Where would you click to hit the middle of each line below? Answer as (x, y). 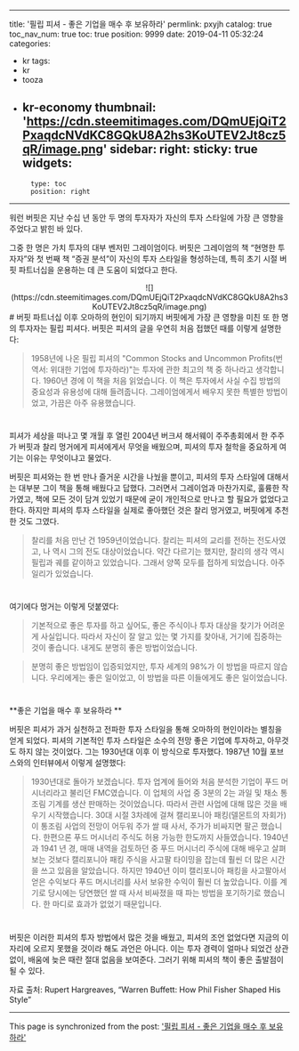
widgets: (47, 163)
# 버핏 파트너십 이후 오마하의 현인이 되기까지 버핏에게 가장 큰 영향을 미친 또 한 (145, 317)
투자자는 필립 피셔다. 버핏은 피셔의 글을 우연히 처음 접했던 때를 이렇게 (138, 328)
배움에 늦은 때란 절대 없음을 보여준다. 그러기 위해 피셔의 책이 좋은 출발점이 (156, 959)
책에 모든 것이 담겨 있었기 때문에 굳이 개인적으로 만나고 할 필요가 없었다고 (162, 499)
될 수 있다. (27, 970)
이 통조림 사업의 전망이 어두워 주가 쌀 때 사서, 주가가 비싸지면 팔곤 (145, 826)
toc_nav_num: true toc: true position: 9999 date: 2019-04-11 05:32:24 (137, 34)
